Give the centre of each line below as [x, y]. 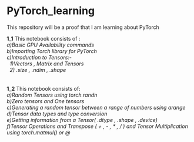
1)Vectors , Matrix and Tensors [46, 64]
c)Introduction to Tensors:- [39, 57]
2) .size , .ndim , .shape [38, 70]
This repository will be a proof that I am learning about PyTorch [83, 27]
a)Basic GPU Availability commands [51, 45]
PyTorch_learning [51, 11]
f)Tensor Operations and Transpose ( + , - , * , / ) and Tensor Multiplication [98, 126]
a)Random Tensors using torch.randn [52, 95]
